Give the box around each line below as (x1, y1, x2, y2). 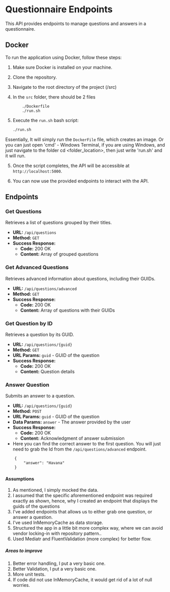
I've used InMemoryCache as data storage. (12, 519, 103, 526)
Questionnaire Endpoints (5, 4, 113, 15)
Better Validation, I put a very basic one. (12, 566, 97, 572)
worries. (12, 582, 31, 588)
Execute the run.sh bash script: (12, 117, 79, 123)
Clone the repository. (12, 74, 57, 80)
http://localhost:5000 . (12, 168, 63, 174)
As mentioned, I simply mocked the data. (12, 487, 99, 493)
